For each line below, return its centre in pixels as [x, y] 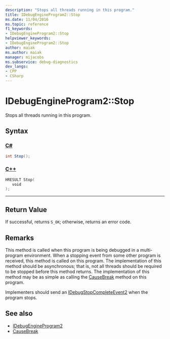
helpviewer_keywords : [28, 39]
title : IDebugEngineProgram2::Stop [43, 15]
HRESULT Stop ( [20, 180]
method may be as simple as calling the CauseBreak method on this [76, 277]
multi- [146, 250]
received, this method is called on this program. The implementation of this [83, 261]
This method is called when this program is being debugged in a [72, 250]
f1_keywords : [19, 29]
